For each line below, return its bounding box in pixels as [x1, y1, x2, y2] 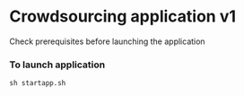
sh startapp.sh [9, 79, 66, 88]
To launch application [9, 58, 106, 71]
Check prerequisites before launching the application [9, 36, 205, 47]
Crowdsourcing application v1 [9, 6, 236, 27]
